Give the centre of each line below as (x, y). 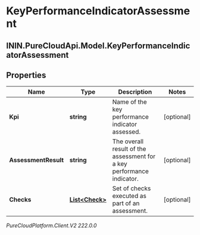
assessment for (134, 156)
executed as (129, 196)
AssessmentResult (37, 160)
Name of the (129, 102)
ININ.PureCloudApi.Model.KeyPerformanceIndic (98, 46)
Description (135, 92)
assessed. (126, 132)
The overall (128, 141)
